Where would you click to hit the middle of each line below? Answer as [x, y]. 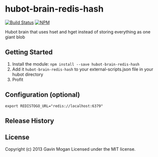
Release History [30, 121]
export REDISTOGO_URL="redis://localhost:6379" [54, 106]
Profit [18, 79]
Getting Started [29, 52]
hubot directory [28, 74]
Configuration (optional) [43, 95]
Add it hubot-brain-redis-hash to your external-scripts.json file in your [83, 69]
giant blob [15, 37]
